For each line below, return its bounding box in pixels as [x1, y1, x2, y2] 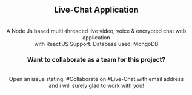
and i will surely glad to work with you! [48, 82, 144, 90]
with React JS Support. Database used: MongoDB [34, 40, 159, 47]
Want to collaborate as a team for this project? [27, 55, 166, 64]
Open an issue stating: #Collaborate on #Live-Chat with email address [8, 76, 184, 83]
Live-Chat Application [54, 5, 139, 15]
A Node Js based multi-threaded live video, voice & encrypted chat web [6, 27, 187, 34]
